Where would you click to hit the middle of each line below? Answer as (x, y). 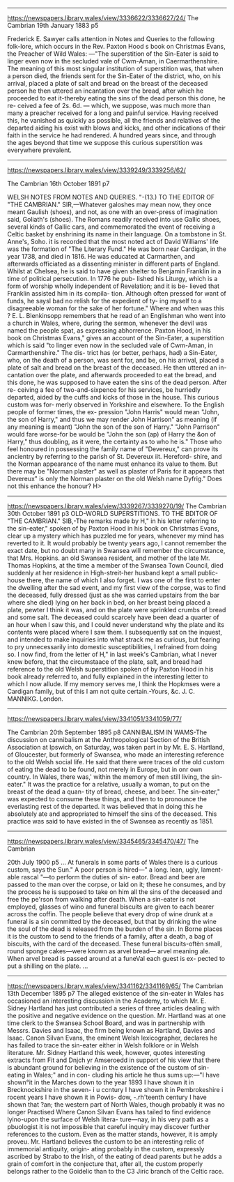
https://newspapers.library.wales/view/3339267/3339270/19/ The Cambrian (117, 506)
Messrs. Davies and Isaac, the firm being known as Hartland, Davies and (111, 1030)
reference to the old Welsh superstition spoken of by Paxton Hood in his (110, 669)
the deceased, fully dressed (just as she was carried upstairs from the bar (114, 595)
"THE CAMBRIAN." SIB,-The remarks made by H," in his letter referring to (112, 521)
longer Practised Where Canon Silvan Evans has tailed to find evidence (109, 1112)
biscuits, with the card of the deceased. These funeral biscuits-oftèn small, (115, 944)
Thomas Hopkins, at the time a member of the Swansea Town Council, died (116, 565)
